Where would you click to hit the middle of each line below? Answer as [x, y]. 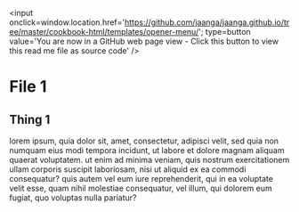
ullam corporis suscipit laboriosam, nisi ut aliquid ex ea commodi [128, 169]
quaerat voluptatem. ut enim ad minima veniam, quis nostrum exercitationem [149, 160]
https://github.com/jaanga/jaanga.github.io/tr [207, 22]
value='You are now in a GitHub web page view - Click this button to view [144, 41]
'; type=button [225, 32]
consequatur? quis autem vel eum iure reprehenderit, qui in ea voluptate [141, 179]
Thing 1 [30, 119]
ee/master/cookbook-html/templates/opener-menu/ [104, 32]
